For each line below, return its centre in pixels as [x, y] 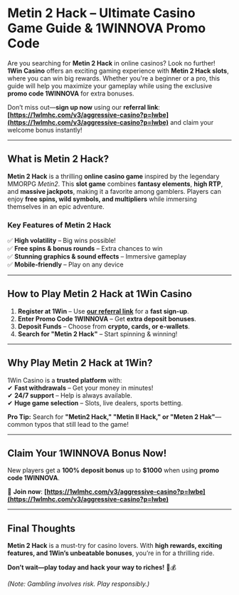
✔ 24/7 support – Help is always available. [70, 395]
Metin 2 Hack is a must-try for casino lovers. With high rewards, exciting [115, 546]
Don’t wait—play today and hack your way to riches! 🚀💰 [92, 567]
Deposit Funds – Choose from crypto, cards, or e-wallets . [104, 326]
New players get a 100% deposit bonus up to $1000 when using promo [113, 470]
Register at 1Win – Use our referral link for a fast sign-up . [103, 311]
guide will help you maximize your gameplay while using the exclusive [110, 86]
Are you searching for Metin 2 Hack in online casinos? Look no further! [111, 63]
